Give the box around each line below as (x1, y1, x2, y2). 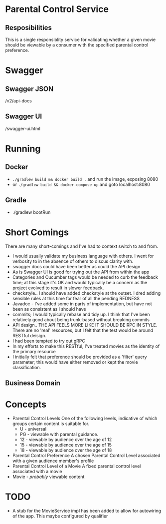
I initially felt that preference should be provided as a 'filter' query (12, 354, 147, 360)
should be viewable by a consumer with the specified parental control (5, 42, 149, 48)
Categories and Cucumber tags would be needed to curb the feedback (12, 274, 159, 280)
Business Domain (5, 379, 61, 387)
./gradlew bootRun (12, 209, 51, 215)
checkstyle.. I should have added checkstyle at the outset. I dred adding (12, 290, 161, 296)
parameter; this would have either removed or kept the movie (12, 359, 138, 365)
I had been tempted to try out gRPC (12, 338, 86, 344)
